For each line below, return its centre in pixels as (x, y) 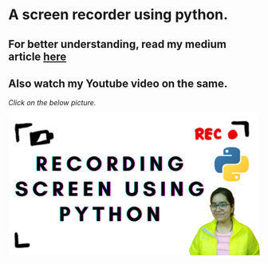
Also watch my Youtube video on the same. (118, 83)
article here (37, 56)
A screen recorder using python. (118, 15)
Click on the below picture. (52, 103)
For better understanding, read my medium (118, 44)
